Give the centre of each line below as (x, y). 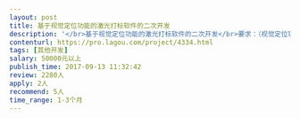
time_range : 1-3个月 (46, 100)
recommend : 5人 (37, 91)
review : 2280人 (37, 75)
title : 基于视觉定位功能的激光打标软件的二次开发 (90, 26)
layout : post (33, 17)
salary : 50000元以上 (46, 59)
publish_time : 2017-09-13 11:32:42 (75, 67)
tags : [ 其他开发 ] (39, 51)
